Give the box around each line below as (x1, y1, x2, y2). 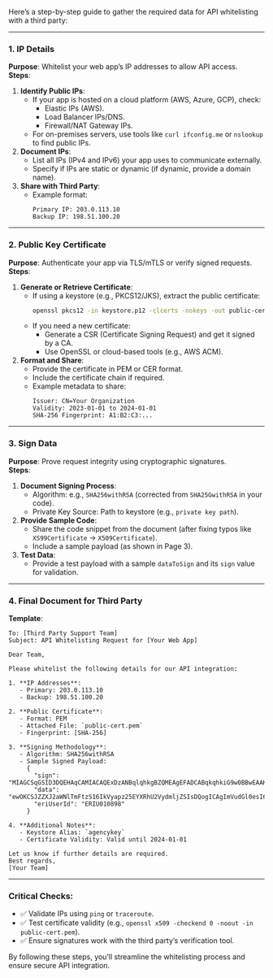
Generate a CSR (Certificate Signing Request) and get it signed (44, 329, 255, 340)
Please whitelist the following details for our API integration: (8, 665, 238, 673)
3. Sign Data (8, 438, 58, 450)
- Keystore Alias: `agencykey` (19, 828, 126, 837)
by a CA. (44, 338, 73, 348)
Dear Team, (8, 650, 45, 659)
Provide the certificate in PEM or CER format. (32, 364, 184, 374)
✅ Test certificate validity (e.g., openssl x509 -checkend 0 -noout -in (19, 918, 253, 928)
